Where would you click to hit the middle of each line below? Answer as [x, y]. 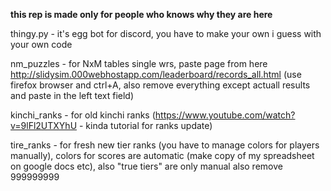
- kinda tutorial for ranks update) [145, 125]
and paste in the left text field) [72, 95]
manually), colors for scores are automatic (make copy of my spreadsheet [162, 155]
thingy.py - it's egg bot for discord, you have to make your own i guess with [166, 33]
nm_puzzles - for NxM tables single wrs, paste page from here [139, 63]
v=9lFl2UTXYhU [44, 125]
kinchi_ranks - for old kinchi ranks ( [83, 115]
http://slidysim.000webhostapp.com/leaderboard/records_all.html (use [156, 74]
